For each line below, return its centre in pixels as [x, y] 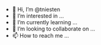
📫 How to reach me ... [40, 36]
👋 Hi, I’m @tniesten [36, 9]
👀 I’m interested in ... [38, 16]
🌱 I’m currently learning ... [45, 22]
